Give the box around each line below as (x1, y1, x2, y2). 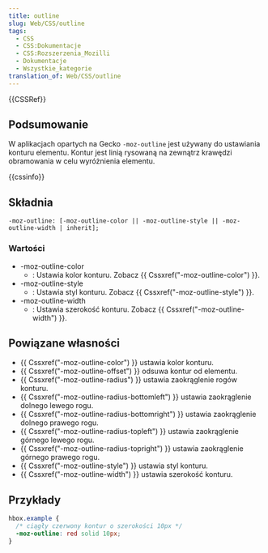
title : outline (8, 11, 60, 20)
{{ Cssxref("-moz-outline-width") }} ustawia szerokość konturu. (19, 470, 233, 479)
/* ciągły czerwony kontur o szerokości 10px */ (15, 522, 183, 530)
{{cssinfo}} (8, 172, 45, 182)
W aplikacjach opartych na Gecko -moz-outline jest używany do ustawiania (8, 139, 261, 149)
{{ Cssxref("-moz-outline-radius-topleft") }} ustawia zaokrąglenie (19, 427, 239, 436)
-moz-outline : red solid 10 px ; (15, 530, 121, 538)
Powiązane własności (8, 336, 120, 350)
